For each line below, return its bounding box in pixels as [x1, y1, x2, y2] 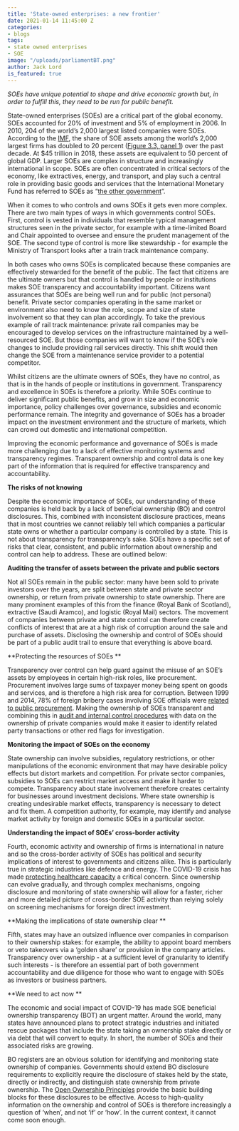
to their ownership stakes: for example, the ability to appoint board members [7, 938, 232, 946]
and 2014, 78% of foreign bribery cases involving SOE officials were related [7, 696, 229, 704]
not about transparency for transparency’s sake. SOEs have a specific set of [7, 534, 230, 543]
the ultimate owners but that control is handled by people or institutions [7, 275, 217, 284]
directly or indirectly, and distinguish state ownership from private [7, 1078, 201, 1086]
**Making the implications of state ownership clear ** [7, 916, 166, 925]
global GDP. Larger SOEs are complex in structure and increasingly [7, 156, 204, 165]
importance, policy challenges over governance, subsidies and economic [7, 402, 222, 410]
